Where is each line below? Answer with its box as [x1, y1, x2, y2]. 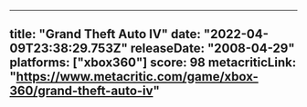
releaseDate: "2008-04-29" [130, 41, 295, 56]
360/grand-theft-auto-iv [9, 83, 153, 99]
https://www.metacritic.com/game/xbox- [16, 69, 259, 84]
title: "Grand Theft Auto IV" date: [9, 26, 201, 42]
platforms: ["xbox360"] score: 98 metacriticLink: [9, 55, 297, 71]
